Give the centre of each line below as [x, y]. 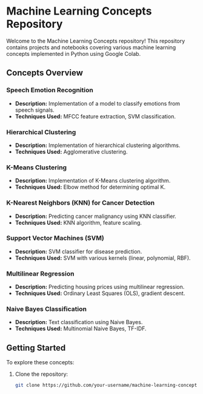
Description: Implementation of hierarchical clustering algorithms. [98, 145]
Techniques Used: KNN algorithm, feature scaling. [78, 222]
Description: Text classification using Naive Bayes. [79, 322]
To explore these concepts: [40, 362]
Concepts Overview [45, 73]
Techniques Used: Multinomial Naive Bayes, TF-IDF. [81, 328]
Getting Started [36, 348]
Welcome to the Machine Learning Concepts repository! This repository [96, 41]
